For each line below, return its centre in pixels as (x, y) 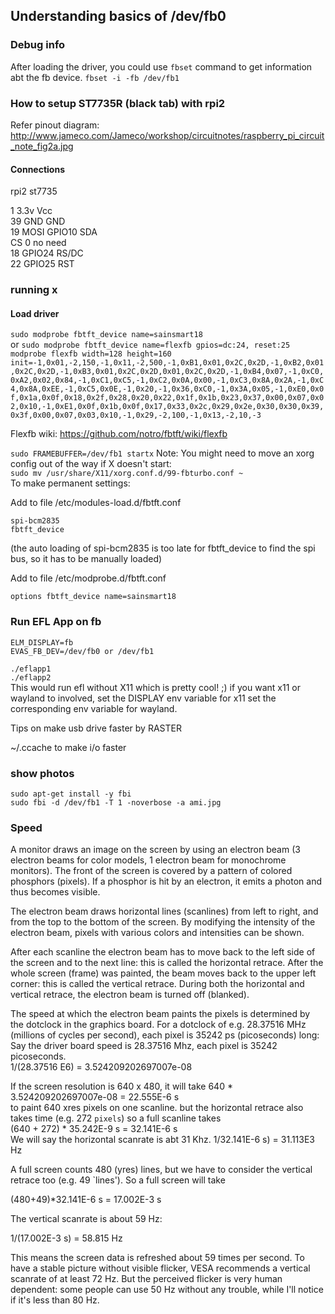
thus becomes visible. (55, 892)
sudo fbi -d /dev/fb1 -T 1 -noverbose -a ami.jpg (116, 802)
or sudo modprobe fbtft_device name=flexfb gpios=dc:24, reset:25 (150, 345)
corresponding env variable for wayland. (94, 708)
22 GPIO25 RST (42, 264)
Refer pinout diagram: (55, 125)
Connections (38, 169)
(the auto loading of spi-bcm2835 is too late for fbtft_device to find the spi (163, 548)
